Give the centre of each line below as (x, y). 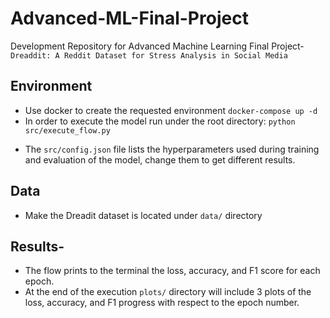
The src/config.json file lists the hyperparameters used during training (172, 149)
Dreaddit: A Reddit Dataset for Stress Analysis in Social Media (149, 55)
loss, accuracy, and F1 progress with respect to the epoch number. (162, 303)
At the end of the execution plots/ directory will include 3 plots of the (168, 292)
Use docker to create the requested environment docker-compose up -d (171, 110)
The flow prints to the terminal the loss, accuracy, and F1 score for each (172, 271)
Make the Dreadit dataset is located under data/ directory (143, 215)
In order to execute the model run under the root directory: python (160, 121)
